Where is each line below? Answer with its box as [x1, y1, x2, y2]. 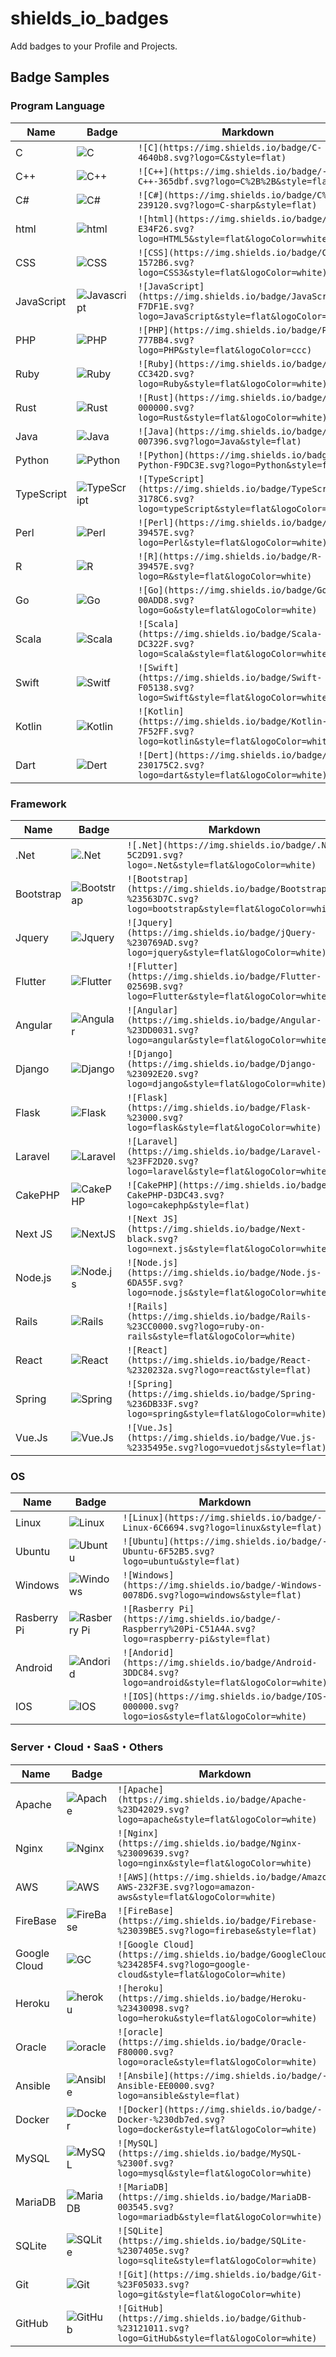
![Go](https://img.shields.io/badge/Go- [137, 584, 333, 596]
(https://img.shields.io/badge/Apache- [117, 1793, 308, 1805]
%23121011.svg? [117, 2322, 190, 2334]
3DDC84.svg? [122, 1667, 180, 1679]
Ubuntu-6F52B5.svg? [122, 1546, 215, 1557]
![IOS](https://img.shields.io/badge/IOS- [122, 1691, 328, 1702]
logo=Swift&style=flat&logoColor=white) [137, 692, 333, 703]
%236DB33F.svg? [126, 1398, 200, 1409]
